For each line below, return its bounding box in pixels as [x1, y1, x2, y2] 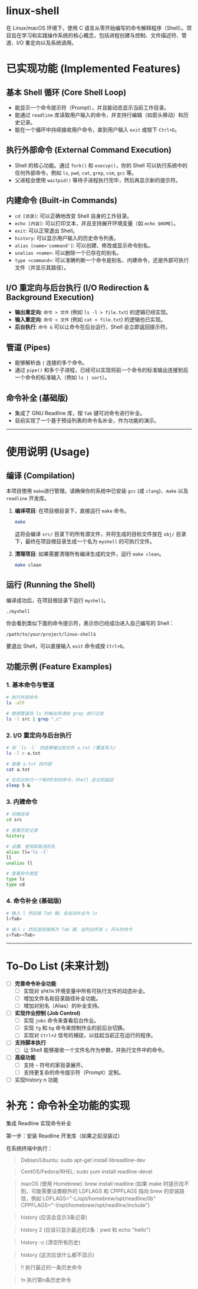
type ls [6, 876, 25, 882]
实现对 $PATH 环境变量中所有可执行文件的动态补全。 [23, 987, 148, 994]
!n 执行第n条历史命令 [20, 1276, 72, 1283]
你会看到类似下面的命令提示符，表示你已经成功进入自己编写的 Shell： [6, 620, 175, 627]
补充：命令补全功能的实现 [6, 1099, 131, 1112]
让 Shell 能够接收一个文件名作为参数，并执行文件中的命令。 [23, 1047, 168, 1054]
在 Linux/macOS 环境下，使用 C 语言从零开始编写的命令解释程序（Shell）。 [6, 24, 187, 31]
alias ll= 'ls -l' [6, 849, 49, 855]
